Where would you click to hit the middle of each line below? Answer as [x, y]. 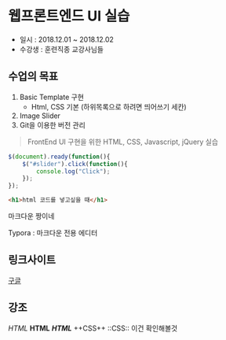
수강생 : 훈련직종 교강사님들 [62, 49]
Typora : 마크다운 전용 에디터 [53, 233]
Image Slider [40, 116]
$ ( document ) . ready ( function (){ [59, 157]
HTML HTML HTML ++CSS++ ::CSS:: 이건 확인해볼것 [93, 328]
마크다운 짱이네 [31, 216]
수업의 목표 [33, 77]
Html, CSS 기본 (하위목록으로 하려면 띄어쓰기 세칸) [109, 106]
